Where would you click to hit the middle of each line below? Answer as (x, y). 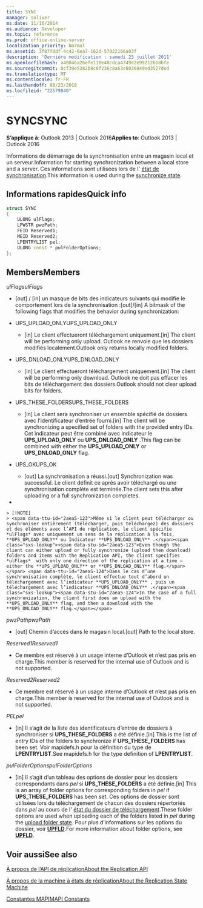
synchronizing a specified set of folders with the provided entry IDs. (109, 427)
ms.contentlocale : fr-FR (38, 79)
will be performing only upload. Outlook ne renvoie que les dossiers (108, 341)
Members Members (43, 272)
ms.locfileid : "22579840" (39, 91)
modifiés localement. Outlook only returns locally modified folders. (106, 348)
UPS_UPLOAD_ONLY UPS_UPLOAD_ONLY (66, 323)
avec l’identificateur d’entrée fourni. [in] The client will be (95, 421)
